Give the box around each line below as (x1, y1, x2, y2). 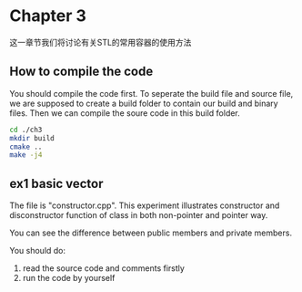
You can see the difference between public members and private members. (9, 227, 293, 238)
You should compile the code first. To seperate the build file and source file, (9, 88, 294, 99)
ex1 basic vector (9, 175, 104, 192)
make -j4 (9, 151, 43, 160)
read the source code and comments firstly (22, 263, 185, 274)
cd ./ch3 (9, 125, 43, 134)
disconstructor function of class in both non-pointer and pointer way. (9, 210, 268, 221)
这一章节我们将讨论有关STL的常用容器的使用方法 (9, 36, 192, 47)
